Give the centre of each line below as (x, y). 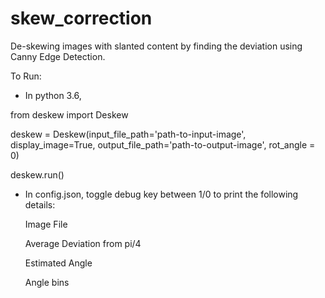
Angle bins (47, 282)
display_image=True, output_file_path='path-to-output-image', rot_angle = (163, 144)
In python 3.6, (53, 95)
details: (40, 204)
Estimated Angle (58, 263)
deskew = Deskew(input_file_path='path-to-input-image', (128, 134)
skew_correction (81, 18)
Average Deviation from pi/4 (83, 243)
